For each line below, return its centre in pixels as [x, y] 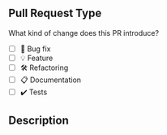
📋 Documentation [51, 80]
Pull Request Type [55, 13]
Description [39, 121]
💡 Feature [36, 58]
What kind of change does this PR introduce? [84, 33]
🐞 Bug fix [35, 49]
